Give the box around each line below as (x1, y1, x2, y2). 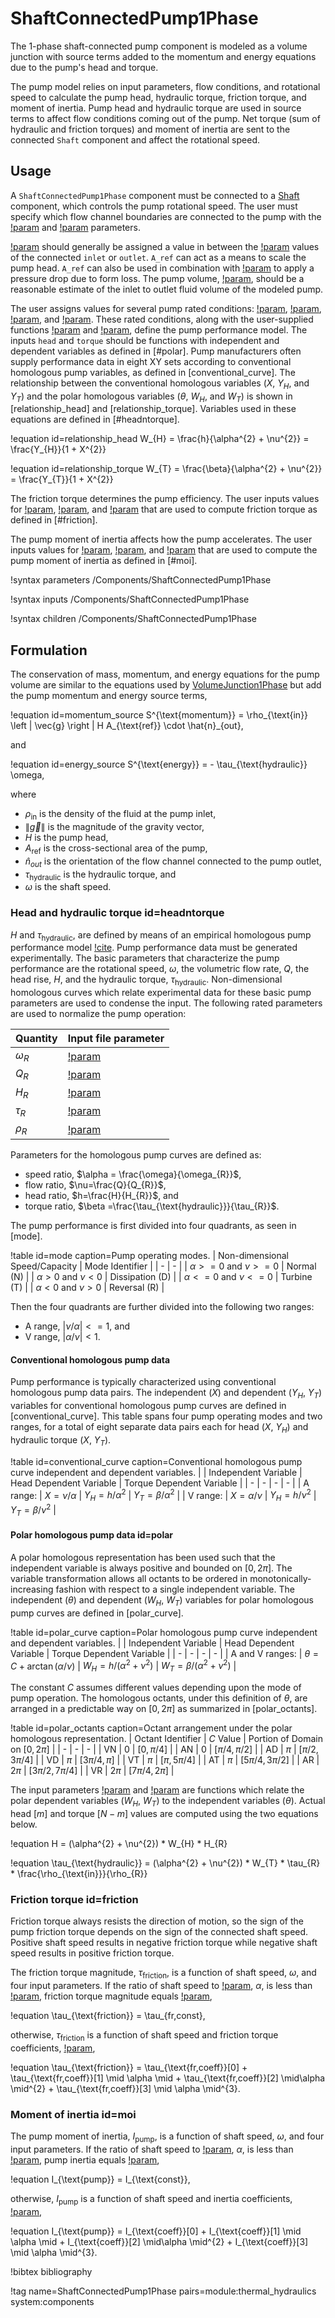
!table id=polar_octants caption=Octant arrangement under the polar (10, 1722, 293, 1734)
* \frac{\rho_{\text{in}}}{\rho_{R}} (10, 1867, 148, 1879)
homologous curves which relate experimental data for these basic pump (10, 987, 312, 999)
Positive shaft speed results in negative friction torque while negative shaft (10, 1937, 318, 1949)
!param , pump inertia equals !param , (10, 2153, 160, 2166)
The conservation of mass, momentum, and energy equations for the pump (10, 668, 320, 681)
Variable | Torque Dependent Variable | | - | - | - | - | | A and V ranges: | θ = (10, 1647, 320, 1659)
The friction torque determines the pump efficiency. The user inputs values (10, 493, 320, 505)
